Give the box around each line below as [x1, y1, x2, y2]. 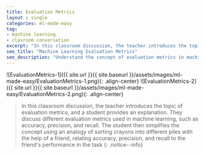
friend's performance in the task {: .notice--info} [21, 141, 143, 148]
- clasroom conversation [6, 37, 70, 43]
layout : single [6, 15, 48, 21]
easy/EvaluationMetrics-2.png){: [6, 90, 88, 97]
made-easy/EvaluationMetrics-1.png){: [6, 77, 104, 85]
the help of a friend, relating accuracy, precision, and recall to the [21, 135, 186, 142]
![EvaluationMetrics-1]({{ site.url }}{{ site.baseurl [6, 71, 128, 78]
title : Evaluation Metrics [6, 9, 75, 15]
